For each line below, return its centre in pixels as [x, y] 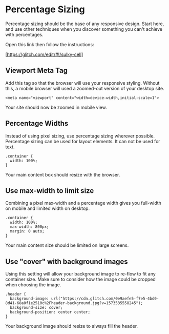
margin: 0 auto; [27, 231]
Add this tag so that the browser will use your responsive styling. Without [82, 83]
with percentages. [24, 34]
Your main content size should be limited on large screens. [67, 245]
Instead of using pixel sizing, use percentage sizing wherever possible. [80, 136]
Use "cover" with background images [67, 261]
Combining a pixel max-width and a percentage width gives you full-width [83, 203]
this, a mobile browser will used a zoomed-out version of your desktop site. [85, 88]
